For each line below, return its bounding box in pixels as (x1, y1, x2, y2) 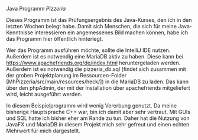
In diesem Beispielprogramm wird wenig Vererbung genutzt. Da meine (6, 102, 177, 109)
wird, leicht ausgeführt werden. (6, 91, 83, 97)
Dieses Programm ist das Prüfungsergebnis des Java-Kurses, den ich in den (6, 17, 192, 23)
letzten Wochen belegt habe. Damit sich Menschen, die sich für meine (6, 23, 177, 30)
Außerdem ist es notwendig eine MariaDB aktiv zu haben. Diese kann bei (6, 53, 184, 60)
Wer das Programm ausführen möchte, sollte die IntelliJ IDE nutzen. (6, 47, 171, 54)
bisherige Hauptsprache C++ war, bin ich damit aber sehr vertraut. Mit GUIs (6, 109, 191, 115)
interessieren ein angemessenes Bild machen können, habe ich (34, 29, 189, 36)
